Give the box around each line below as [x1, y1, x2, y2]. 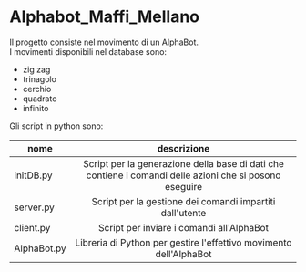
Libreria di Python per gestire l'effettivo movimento [75, 235, 292, 248]
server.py [14, 201, 55, 214]
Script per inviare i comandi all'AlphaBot [98, 221, 269, 234]
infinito [22, 102, 49, 113]
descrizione [157, 141, 210, 154]
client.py [14, 221, 51, 234]
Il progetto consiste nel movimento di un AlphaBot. [9, 37, 199, 47]
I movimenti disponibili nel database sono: [9, 46, 167, 57]
